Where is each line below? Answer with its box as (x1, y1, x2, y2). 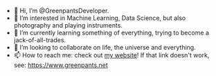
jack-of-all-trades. (13, 36, 66, 44)
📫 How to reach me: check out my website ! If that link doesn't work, (13, 51, 210, 59)
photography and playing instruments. (13, 21, 123, 29)
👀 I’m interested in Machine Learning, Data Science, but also (13, 14, 186, 22)
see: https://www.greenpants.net (13, 61, 109, 69)
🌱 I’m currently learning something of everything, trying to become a (13, 28, 210, 37)
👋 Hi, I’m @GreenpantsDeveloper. (13, 7, 109, 15)
